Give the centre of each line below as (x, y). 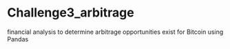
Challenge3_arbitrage (71, 13)
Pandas (18, 39)
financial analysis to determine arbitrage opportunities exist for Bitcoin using (115, 32)
